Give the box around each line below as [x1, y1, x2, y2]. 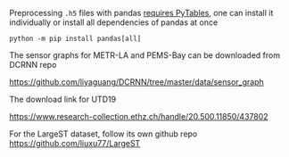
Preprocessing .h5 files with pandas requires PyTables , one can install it [9, 8, 274, 18]
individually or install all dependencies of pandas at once [9, 17, 219, 28]
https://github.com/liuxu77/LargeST [9, 138, 141, 148]
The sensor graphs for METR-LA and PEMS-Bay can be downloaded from [9, 50, 281, 61]
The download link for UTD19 [9, 94, 117, 104]
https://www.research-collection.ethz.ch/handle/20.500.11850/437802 [9, 112, 269, 121]
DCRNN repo [9, 60, 57, 70]
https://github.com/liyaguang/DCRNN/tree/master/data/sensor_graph [9, 77, 265, 87]
